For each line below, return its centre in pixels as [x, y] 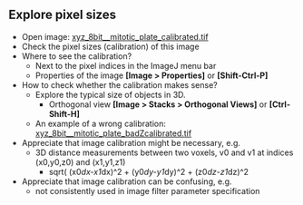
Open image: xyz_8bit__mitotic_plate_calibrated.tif [115, 36]
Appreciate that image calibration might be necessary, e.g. [131, 142]
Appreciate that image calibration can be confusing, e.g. [127, 181]
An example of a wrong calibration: [101, 123]
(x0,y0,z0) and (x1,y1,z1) [80, 161]
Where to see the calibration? [77, 56]
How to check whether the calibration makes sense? [120, 84]
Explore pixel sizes [63, 15]
